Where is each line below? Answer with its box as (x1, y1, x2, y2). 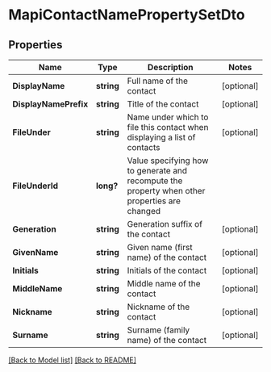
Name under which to (127, 111, 209, 123)
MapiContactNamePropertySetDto (8, 6, 245, 24)
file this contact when (127, 122, 209, 132)
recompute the (127, 175, 183, 186)
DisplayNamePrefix (12, 98, 89, 110)
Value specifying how (127, 155, 209, 166)
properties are (127, 195, 181, 207)
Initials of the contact (127, 265, 207, 276)
